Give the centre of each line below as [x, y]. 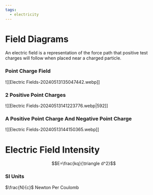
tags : [11, 10]
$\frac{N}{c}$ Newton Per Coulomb [42, 187]
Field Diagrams [37, 39]
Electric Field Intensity [53, 150]
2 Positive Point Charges [36, 95]
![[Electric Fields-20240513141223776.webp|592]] [57, 106]
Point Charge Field [28, 71]
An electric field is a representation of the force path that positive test [76, 53]
